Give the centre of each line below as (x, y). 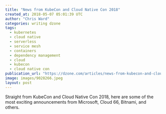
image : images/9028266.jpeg (34, 78)
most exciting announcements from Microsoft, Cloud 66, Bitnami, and (76, 102)
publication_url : (23, 74)
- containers (23, 51)
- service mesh (25, 46)
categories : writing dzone (33, 23)
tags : (11, 28)
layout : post (19, 83)
